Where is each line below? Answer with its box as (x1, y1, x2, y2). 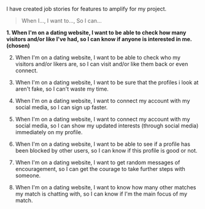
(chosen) (6, 42, 30, 49)
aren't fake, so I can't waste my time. (15, 85, 109, 93)
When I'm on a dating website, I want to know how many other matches (15, 184, 196, 191)
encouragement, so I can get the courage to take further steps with (15, 165, 185, 172)
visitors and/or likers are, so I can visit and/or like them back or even (15, 61, 188, 67)
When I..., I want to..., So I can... (21, 17, 102, 24)
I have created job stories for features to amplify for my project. (6, 6, 167, 12)
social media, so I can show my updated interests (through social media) (15, 122, 199, 129)
